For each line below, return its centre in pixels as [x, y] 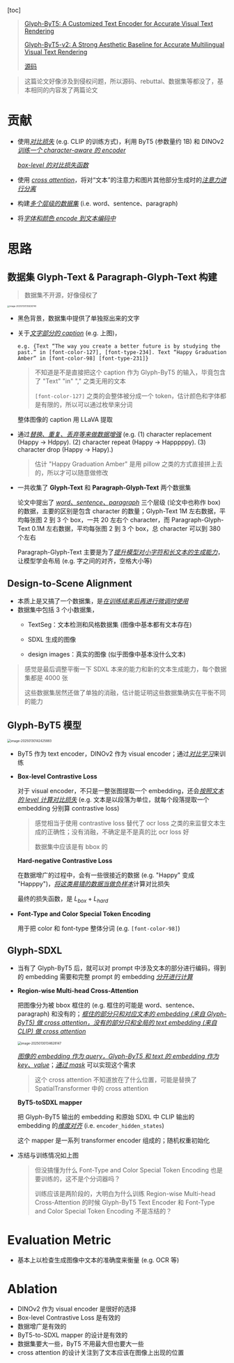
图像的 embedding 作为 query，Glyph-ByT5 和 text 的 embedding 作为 [118, 1056]
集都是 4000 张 [46, 678]
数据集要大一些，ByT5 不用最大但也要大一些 [80, 1344]
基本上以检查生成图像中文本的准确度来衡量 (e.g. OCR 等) [98, 1260]
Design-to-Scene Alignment [70, 583]
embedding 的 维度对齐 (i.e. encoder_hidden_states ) [91, 1126]
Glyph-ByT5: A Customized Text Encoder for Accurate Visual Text [119, 23]
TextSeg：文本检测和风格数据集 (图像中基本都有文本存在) [110, 625]
